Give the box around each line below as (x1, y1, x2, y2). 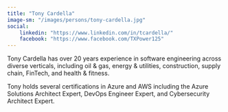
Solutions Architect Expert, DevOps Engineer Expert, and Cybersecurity (7, 90, 210, 98)
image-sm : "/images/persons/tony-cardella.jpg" (7, 16, 146, 23)
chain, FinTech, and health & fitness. (7, 69, 110, 78)
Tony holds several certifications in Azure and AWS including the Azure (7, 82, 209, 91)
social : (7, 23, 30, 30)
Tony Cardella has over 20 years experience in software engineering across (7, 54, 222, 63)
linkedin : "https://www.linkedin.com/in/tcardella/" (19, 29, 174, 36)
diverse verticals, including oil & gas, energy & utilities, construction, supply (7, 62, 221, 70)
